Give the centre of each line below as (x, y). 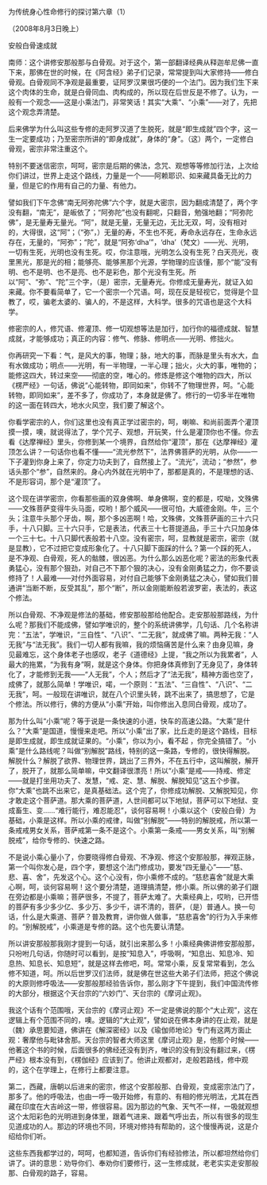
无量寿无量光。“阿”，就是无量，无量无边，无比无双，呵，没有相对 (140, 222)
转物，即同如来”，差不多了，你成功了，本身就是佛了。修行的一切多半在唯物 (132, 395)
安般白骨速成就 (33, 45)
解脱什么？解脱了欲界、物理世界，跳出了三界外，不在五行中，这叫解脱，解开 (133, 761)
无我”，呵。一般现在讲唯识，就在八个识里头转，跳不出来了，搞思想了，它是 (132, 694)
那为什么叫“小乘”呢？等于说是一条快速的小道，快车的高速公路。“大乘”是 (126, 721)
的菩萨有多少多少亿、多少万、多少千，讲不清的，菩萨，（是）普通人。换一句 (132, 907)
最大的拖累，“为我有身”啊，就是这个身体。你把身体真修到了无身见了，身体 (130, 664)
